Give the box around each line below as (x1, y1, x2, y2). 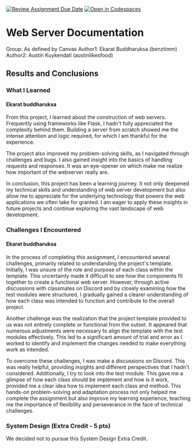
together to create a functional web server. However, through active (6, 279, 170, 286)
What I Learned (6, 86, 51, 94)
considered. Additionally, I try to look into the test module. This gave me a (6, 369, 183, 376)
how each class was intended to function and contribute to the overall (6, 297, 174, 304)
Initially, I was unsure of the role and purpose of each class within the (6, 266, 174, 273)
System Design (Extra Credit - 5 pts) (6, 422, 111, 430)
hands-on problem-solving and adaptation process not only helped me (6, 388, 177, 395)
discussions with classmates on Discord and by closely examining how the (6, 284, 186, 291)
